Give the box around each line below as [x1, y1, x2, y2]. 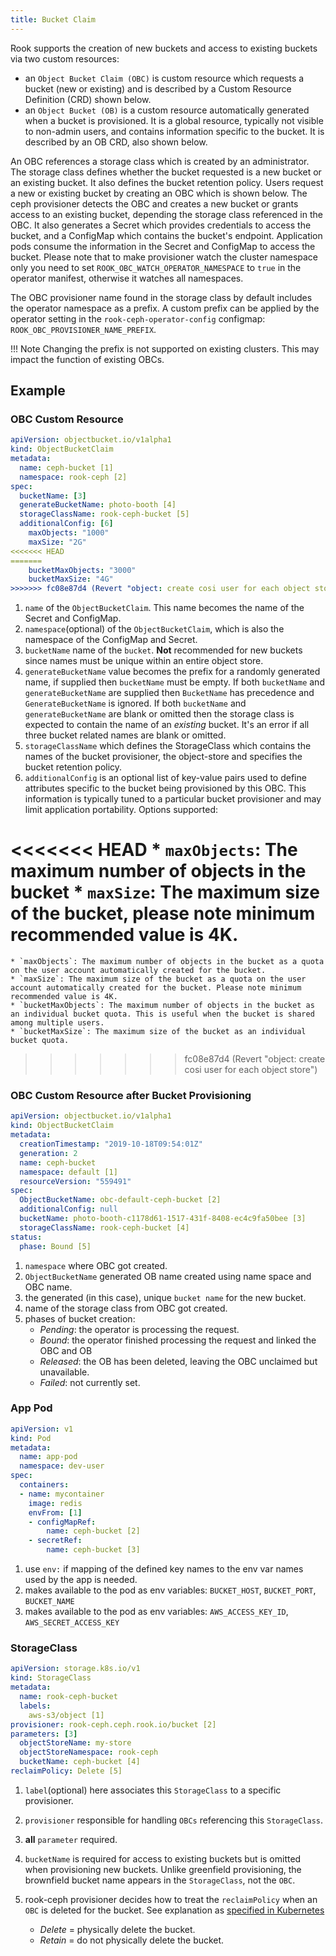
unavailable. [39, 1366, 90, 1378]
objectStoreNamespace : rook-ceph [19, 1747, 159, 1758]
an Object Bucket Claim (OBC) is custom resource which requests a [24, 72, 305, 84]
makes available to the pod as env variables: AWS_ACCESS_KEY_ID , [24, 1606, 289, 1618]
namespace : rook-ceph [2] [19, 472, 128, 482]
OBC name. [24, 1281, 73, 1293]
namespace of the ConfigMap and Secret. [24, 634, 198, 646]
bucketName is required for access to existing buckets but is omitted [24, 1852, 302, 1865]
